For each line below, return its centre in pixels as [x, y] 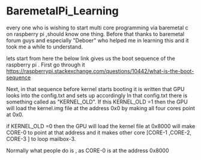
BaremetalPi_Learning [62, 11]
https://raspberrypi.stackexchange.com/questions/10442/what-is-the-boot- [100, 71]
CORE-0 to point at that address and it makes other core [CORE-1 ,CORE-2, [99, 132]
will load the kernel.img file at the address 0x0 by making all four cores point [100, 108]
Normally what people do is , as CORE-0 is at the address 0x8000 [88, 150]
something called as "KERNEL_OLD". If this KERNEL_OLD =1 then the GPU [97, 102]
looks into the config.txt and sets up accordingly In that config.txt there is [97, 95]
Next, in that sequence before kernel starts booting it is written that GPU [95, 89]
